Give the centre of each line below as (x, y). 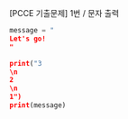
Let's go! (28, 39)
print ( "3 (26, 63)
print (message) (38, 105)
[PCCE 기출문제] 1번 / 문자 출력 (64, 13)
